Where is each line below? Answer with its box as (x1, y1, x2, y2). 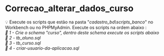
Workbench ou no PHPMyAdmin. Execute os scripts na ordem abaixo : (5, 24, 147, 30)
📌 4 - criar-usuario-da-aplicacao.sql (5, 45, 79, 51)
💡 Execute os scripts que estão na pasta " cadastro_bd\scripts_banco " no (5, 19, 153, 25)
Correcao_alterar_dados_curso (5, 3, 134, 14)
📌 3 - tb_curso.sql (5, 40, 41, 46)
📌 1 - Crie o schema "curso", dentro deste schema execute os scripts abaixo (5, 30, 159, 36)
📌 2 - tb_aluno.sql (5, 35, 41, 40)
